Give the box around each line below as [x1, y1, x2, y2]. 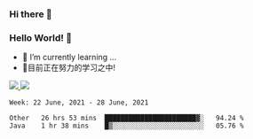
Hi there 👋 [9, 8, 53, 20]
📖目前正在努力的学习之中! [21, 62, 116, 73]
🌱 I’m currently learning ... [21, 52, 117, 63]
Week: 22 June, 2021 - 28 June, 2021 [9, 98, 149, 107]
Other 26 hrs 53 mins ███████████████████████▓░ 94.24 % [9, 114, 244, 123]
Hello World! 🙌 [9, 31, 73, 43]
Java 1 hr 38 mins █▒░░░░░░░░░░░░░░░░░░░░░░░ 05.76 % [9, 121, 244, 131]
